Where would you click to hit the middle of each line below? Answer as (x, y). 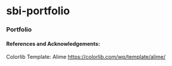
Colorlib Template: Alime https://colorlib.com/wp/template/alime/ (86, 57)
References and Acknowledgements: (53, 43)
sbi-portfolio (38, 11)
